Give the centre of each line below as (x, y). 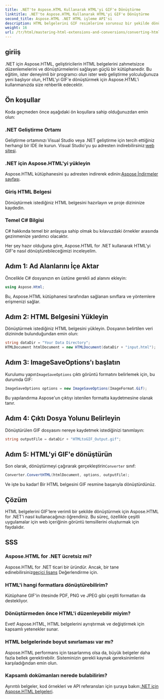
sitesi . (11, 151)
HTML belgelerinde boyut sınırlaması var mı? (59, 642)
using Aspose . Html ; (25, 287)
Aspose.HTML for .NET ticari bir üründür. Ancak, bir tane (62, 567)
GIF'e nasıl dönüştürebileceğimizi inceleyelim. (51, 251)
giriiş (13, 52)
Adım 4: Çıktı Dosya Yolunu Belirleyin (63, 418)
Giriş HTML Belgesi (28, 192)
